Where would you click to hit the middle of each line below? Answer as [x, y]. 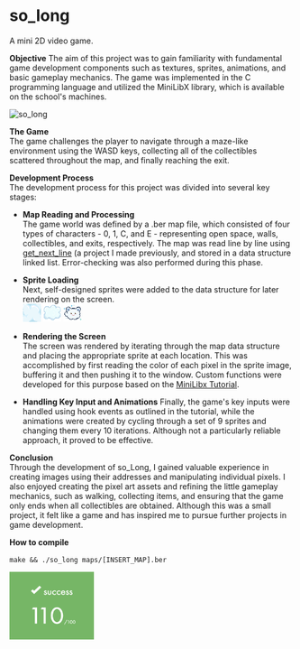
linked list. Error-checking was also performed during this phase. [143, 262]
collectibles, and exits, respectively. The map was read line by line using [156, 243]
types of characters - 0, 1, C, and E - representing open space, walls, [150, 233]
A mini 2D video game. [51, 41]
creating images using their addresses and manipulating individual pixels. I [147, 477]
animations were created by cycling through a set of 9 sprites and [144, 421]
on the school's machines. [58, 97]
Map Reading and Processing [78, 214]
